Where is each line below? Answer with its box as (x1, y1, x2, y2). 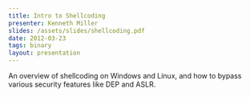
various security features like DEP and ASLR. (8, 79, 156, 89)
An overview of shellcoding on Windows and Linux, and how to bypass (8, 71, 242, 80)
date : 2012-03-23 (8, 34, 67, 42)
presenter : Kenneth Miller (8, 19, 99, 27)
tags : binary (8, 42, 52, 50)
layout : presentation (8, 49, 81, 57)
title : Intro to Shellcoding (8, 11, 106, 20)
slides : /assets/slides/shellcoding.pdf (8, 26, 146, 34)
